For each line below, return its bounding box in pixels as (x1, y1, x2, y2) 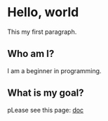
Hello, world (7, 4, 79, 20)
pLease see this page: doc (7, 106, 84, 114)
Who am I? (7, 48, 55, 60)
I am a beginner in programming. (7, 66, 102, 75)
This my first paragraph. (7, 27, 77, 36)
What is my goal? (7, 87, 84, 99)
